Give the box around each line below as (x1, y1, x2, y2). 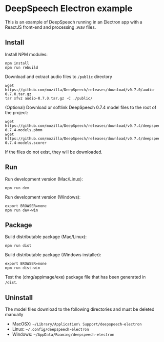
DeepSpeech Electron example (5, 3, 133, 14)
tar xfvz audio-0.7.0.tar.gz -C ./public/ (5, 96, 93, 101)
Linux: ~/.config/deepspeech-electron (12, 326, 89, 332)
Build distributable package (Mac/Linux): (5, 234, 87, 240)
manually (5, 312, 23, 318)
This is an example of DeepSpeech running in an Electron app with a (5, 19, 143, 25)
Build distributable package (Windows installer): (5, 252, 102, 258)
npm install (5, 60, 29, 66)
